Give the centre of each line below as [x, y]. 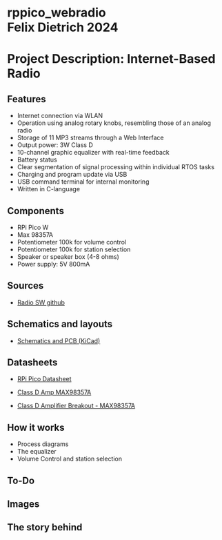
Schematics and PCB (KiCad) [59, 340]
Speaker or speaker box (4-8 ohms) [68, 257]
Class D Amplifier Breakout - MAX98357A [76, 406]
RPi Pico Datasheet [44, 379]
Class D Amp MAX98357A [54, 392]
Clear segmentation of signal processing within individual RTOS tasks [116, 167]
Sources [26, 286]
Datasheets [32, 363]
